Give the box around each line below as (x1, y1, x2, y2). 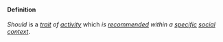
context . (7, 28, 31, 36)
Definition (7, 5, 36, 14)
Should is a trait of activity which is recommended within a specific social (7, 20, 216, 28)
